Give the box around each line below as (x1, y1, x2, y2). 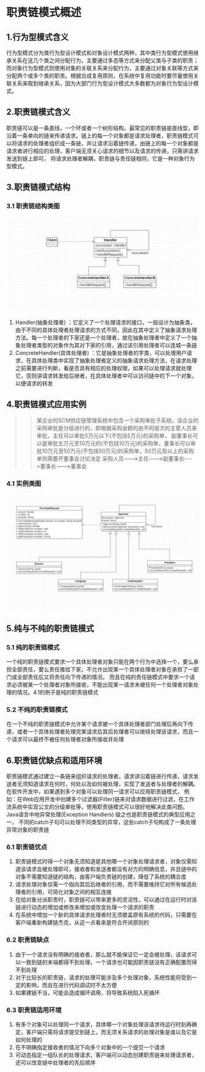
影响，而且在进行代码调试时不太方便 (26, 981, 117, 988)
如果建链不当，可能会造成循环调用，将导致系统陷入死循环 (15, 989, 160, 996)
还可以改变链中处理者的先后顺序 (15, 1059, 96, 1067)
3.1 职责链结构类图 (6, 202, 60, 211)
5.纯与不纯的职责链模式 (6, 623, 95, 633)
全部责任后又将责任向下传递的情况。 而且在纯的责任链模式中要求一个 (16, 673, 190, 681)
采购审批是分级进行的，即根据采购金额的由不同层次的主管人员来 (36, 424, 197, 431)
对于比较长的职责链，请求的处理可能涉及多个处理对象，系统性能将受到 (15, 974, 192, 981)
